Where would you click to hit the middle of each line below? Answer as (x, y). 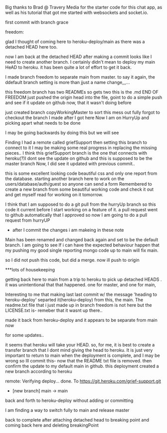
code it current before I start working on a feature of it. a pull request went (82, 209)
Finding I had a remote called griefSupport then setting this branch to (76, 142)
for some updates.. (24, 335)
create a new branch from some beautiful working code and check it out (79, 189)
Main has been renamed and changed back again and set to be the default (82, 240)
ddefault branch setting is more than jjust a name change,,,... (68, 82)
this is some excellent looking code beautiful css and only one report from (81, 173)
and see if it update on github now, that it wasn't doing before (68, 103)
